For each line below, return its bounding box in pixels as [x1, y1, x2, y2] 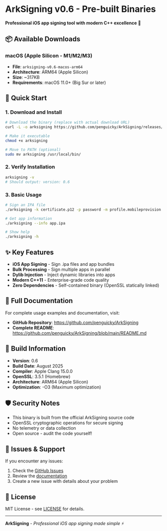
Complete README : [12, 324, 54, 331]
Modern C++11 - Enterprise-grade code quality [12, 277, 109, 283]
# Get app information [5, 216, 52, 221]
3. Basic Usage [5, 191, 42, 198]
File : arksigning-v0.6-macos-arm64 [12, 64, 83, 70]
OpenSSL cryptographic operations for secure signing [12, 420, 123, 426]
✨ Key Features [5, 248, 54, 256]
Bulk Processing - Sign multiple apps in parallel [12, 266, 110, 272]
